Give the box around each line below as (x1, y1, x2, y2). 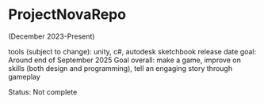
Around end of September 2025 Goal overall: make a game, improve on (8, 55, 242, 65)
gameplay (8, 72, 41, 81)
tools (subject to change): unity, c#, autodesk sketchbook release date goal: (8, 46, 257, 56)
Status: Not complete (8, 87, 78, 96)
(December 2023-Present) (8, 32, 95, 41)
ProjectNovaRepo (8, 6, 127, 24)
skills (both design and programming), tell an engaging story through (8, 63, 232, 72)
